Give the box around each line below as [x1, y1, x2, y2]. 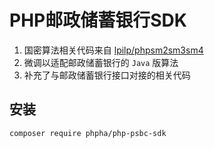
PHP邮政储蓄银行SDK [9, 9, 187, 32]
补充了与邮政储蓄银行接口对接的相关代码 [23, 69, 191, 81]
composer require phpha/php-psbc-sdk [9, 128, 167, 138]
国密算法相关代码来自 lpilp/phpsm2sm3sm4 [23, 44, 204, 56]
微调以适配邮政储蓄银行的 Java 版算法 [23, 56, 179, 68]
